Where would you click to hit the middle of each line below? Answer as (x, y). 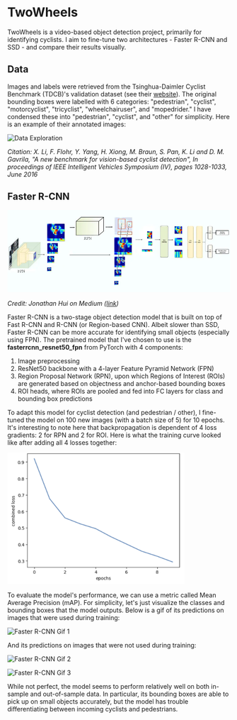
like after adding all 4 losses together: (62, 443)
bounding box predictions (55, 399)
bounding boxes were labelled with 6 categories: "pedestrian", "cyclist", (112, 101)
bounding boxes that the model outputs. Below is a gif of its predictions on (116, 610)
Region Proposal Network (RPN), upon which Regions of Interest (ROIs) (121, 376)
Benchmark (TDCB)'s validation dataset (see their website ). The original (112, 94)
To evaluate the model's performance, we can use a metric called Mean (112, 595)
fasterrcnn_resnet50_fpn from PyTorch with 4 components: (96, 348)
